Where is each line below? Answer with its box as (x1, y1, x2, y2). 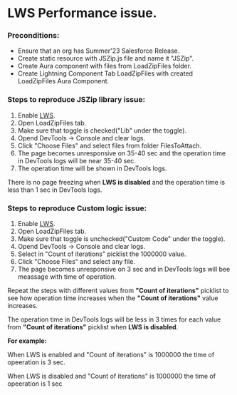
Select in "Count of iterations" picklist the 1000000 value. (17, 250, 186, 258)
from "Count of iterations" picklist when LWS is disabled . (7, 323, 179, 332)
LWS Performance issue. (7, 5, 157, 21)
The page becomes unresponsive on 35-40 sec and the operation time (17, 148, 226, 158)
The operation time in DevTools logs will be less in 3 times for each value (7, 315, 221, 324)
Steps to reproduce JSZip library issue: (7, 95, 146, 105)
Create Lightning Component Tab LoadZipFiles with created (17, 69, 194, 78)
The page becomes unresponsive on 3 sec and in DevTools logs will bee (17, 265, 231, 274)
